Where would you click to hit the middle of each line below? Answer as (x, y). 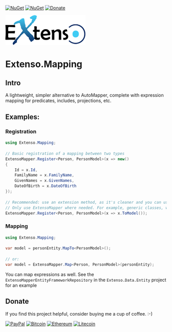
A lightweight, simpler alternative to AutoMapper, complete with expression (84, 95)
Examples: (23, 117)
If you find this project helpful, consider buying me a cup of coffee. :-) (79, 314)
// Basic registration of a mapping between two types (65, 153)
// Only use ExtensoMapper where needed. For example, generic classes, (84, 208)
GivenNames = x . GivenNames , (44, 181)
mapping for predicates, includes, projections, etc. (58, 101)
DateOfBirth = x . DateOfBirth (46, 186)
